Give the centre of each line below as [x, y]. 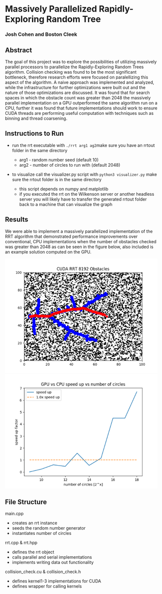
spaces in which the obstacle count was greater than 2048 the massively [78, 97]
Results [17, 220]
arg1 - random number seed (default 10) [59, 160]
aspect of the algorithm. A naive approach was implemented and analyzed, [80, 82]
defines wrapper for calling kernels [47, 586]
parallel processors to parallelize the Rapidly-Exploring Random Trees [74, 67]
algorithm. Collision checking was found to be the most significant [71, 72]
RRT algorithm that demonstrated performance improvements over [71, 236]
